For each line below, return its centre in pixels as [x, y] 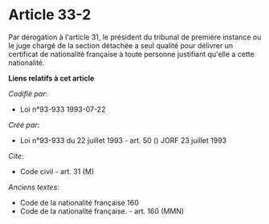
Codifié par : [28, 93]
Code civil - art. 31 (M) [57, 171]
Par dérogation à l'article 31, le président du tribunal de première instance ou [135, 37]
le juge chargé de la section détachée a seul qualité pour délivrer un [121, 45]
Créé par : [24, 124]
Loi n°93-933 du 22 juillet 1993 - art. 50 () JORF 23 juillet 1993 [123, 140]
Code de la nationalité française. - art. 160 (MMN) [102, 211]
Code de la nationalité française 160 [79, 202]
